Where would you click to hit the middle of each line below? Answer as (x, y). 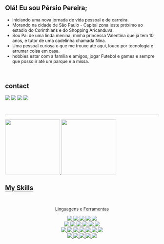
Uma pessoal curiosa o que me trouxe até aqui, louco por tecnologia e (83, 45)
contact (17, 86)
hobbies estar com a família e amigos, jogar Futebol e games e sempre (83, 56)
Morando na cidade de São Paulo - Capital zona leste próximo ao (77, 25)
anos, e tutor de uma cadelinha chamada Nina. (59, 41)
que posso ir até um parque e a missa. (51, 61)
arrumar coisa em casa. (36, 51)
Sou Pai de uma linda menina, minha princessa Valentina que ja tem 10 (83, 35)
